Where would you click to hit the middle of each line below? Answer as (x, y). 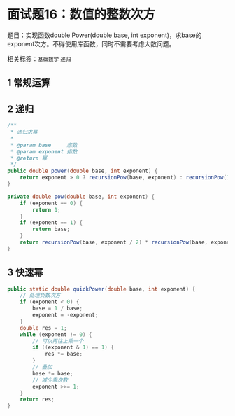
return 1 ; (47, 210)
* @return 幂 (29, 158)
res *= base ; (63, 354)
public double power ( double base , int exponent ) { (83, 171)
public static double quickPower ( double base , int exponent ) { (101, 289)
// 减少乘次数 (50, 380)
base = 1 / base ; (57, 309)
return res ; (37, 400)
